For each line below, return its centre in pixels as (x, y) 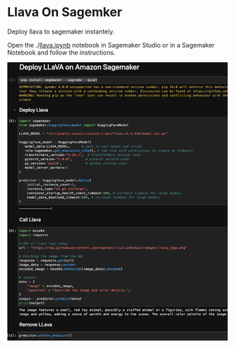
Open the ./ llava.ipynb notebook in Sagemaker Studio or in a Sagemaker (111, 45)
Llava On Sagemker (65, 12)
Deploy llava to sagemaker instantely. (61, 31)
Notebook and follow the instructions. (61, 52)
